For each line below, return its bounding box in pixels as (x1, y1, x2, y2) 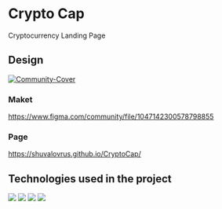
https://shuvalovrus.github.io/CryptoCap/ (8, 149, 141, 159)
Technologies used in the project (8, 172, 173, 185)
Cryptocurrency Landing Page (8, 31, 106, 40)
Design (8, 53, 44, 67)
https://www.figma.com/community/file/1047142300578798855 (8, 112, 214, 122)
